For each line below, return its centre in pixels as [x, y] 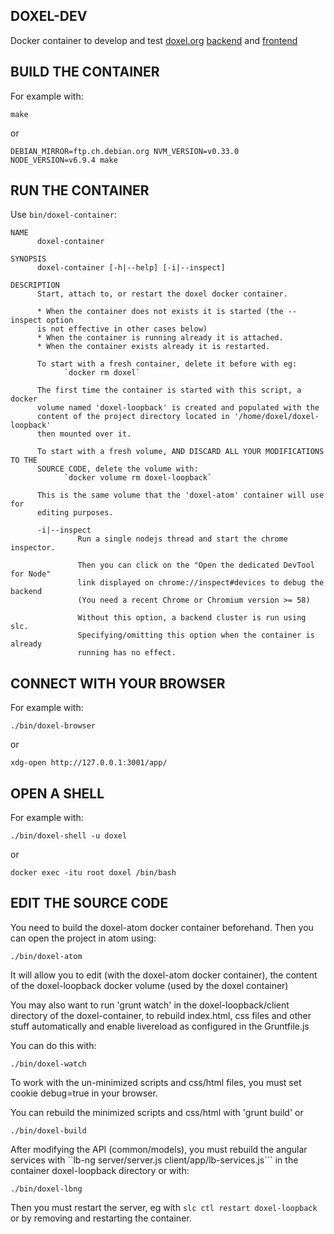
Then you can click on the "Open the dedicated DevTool [196, 565]
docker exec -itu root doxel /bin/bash [93, 873]
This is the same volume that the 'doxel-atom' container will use [180, 495]
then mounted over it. [84, 434]
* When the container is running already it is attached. [160, 338]
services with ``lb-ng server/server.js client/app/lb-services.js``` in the [154, 1160]
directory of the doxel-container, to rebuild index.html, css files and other [161, 1015]
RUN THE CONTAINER [80, 190]
